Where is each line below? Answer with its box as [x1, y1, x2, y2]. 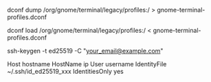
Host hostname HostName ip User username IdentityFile [7, 60, 167, 68]
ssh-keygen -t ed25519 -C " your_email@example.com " [7, 47, 164, 55]
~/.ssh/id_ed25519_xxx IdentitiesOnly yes [7, 68, 124, 75]
